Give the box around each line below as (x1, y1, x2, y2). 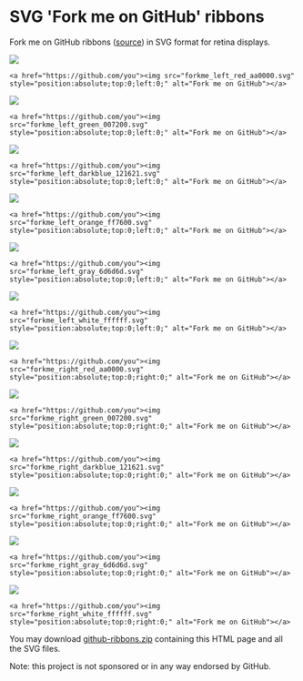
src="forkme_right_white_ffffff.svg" (9, 609, 153, 618)
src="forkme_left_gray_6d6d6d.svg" (9, 267, 145, 276)
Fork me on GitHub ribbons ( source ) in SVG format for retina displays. (9, 36, 271, 47)
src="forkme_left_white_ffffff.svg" (9, 316, 148, 325)
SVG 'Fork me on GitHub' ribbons (9, 6, 266, 27)
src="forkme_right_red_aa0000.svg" (9, 364, 145, 374)
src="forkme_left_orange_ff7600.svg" (9, 218, 153, 227)
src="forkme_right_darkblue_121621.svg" (9, 462, 166, 472)
